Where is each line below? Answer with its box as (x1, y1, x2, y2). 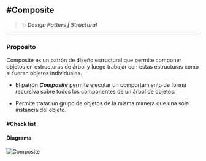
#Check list (6, 120, 36, 127)
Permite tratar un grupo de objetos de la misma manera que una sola (15, 100, 189, 107)
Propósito (6, 42, 36, 51)
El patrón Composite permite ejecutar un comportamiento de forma (15, 81, 186, 89)
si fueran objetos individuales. (6, 70, 82, 77)
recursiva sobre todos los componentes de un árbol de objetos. (15, 88, 176, 95)
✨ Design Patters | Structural (21, 21, 97, 28)
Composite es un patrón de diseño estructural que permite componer (6, 56, 182, 64)
